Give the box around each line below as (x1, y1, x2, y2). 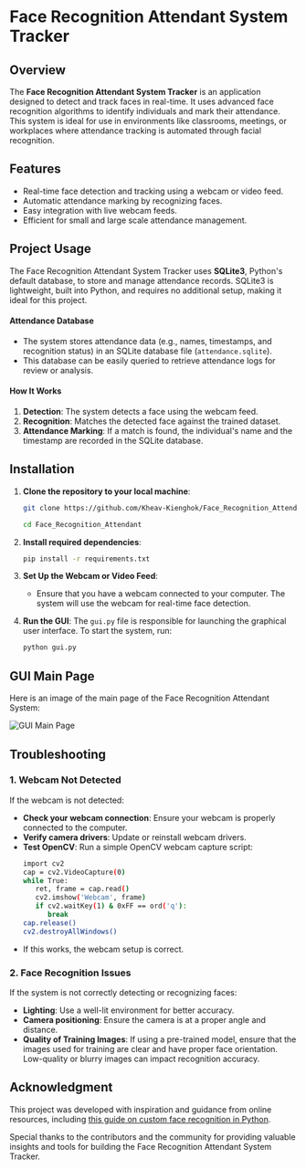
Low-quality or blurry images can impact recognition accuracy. (22, 1053, 260, 1065)
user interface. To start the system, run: (22, 626, 173, 637)
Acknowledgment (9, 1079, 113, 1095)
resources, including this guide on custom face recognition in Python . (9, 1113, 271, 1124)
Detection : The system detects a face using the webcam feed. (22, 406, 259, 417)
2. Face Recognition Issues (9, 966, 132, 979)
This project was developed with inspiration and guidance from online (9, 1103, 272, 1115)
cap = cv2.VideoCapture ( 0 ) (22, 868, 126, 877)
